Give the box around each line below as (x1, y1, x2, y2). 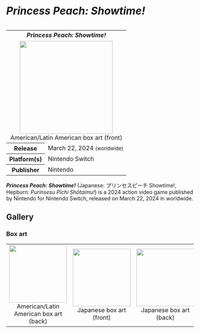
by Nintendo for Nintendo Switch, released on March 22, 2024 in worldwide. (6, 194, 193, 202)
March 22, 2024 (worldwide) (47, 144, 124, 152)
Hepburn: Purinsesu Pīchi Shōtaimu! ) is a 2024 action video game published (6, 189, 193, 196)
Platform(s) (9, 155, 42, 163)
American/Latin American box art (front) (10, 133, 123, 142)
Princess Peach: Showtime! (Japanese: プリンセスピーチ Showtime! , (6, 181, 177, 189)
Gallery (6, 212, 34, 222)
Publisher (11, 165, 40, 174)
